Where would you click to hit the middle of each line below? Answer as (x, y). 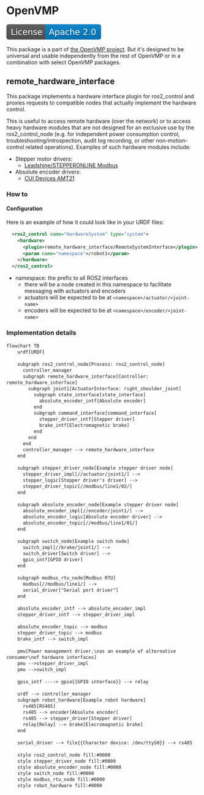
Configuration (24, 209)
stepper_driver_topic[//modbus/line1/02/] (77, 487)
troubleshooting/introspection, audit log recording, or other (80, 140)
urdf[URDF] (31, 352)
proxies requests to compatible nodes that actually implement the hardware (101, 103)
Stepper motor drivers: (44, 159)
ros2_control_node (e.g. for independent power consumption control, (93, 134)
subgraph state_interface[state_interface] (90, 395)
